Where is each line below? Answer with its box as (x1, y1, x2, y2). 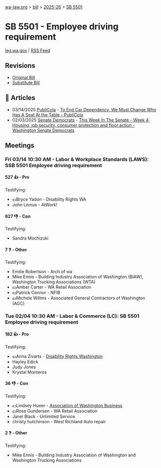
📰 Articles (5, 94, 36, 102)
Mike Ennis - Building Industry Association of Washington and (12, 452, 136, 458)
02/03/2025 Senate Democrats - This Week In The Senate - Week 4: (12, 117, 150, 123)
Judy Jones (12, 364, 36, 370)
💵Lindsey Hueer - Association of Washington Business (12, 402, 123, 408)
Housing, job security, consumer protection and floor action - (12, 122, 135, 128)
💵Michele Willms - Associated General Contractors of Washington (12, 295, 145, 301)
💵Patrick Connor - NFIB (12, 290, 61, 295)
